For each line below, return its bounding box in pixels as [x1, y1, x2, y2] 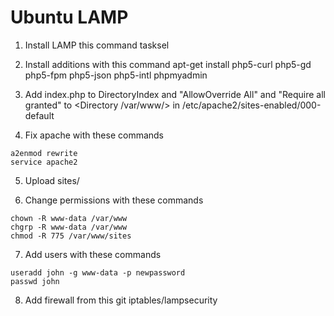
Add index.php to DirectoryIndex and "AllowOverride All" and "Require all [24, 88, 326, 100]
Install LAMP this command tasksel [24, 39, 170, 51]
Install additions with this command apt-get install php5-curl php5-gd [24, 58, 312, 70]
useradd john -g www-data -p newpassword [10, 267, 186, 278]
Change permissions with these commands [24, 194, 204, 206]
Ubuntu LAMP [10, 6, 129, 29]
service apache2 [10, 157, 78, 167]
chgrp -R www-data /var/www [10, 222, 128, 232]
